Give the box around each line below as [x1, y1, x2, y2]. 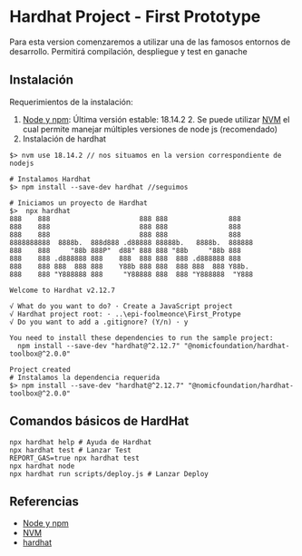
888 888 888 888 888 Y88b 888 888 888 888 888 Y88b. [9, 261, 249, 271]
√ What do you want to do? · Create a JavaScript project [9, 301, 233, 310]
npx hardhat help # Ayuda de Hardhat [9, 437, 152, 446]
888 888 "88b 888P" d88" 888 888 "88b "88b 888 [9, 246, 242, 255]
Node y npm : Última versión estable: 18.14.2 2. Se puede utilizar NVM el [22, 113, 290, 124]
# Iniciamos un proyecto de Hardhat [9, 198, 148, 208]
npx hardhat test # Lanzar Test [9, 445, 132, 454]
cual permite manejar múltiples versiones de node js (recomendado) [22, 123, 278, 134]
